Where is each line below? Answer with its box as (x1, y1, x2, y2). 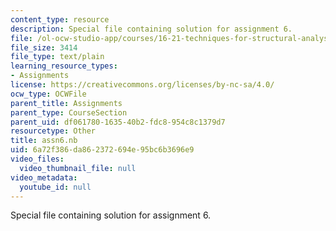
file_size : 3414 (10, 42, 78, 53)
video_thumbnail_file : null (19, 163, 137, 173)
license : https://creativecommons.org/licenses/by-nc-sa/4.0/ (10, 80, 275, 90)
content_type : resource (10, 14, 110, 25)
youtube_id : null (19, 182, 92, 192)
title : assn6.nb (10, 136, 78, 146)
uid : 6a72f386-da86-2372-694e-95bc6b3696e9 (10, 145, 195, 155)
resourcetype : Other (10, 126, 97, 136)
